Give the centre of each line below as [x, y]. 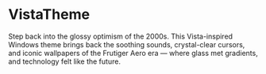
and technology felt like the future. [65, 61]
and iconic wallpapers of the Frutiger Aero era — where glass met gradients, [133, 53]
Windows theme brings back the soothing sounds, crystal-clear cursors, [127, 44]
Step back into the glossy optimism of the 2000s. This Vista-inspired [120, 36]
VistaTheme [49, 15]
